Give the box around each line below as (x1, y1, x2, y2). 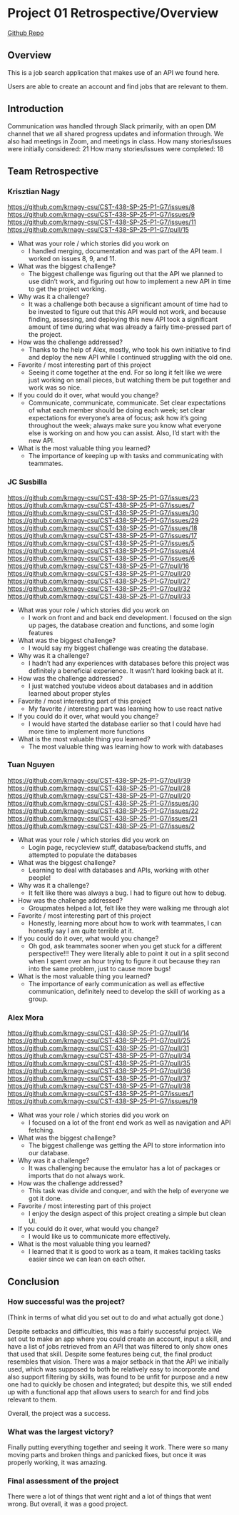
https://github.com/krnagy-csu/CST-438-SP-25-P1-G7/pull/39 (7, 776, 191, 784)
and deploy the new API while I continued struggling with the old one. (28, 353, 233, 362)
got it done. (28, 1194, 63, 1203)
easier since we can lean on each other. (28, 1255, 146, 1264)
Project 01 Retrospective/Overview (7, 5, 219, 21)
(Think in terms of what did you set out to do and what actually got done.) (7, 1313, 224, 1322)
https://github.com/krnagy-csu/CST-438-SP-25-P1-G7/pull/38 (7, 1082, 191, 1090)
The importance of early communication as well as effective (28, 979, 205, 988)
